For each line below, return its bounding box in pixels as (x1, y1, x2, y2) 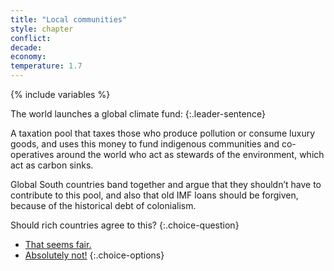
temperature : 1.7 (10, 61, 83, 71)
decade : (10, 42, 43, 53)
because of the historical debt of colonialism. (10, 200, 197, 211)
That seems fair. (24, 239, 92, 250)
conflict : (10, 33, 52, 43)
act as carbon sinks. (10, 159, 94, 171)
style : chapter (10, 24, 74, 34)
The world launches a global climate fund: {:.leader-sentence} (10, 108, 266, 120)
